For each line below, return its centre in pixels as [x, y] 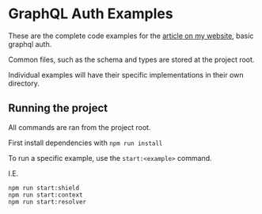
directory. [24, 83]
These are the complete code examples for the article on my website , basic [131, 36]
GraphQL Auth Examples [91, 14]
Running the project [58, 108]
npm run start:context [46, 195]
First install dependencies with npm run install [85, 143]
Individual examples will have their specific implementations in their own [126, 75]
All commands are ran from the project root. [80, 127]
